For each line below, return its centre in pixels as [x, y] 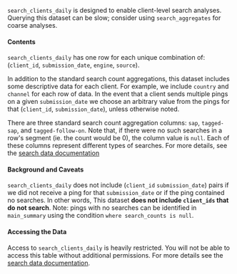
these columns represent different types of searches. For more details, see [117, 146]
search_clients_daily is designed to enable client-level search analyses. [115, 10]
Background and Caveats [46, 169]
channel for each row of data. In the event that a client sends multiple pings [118, 94]
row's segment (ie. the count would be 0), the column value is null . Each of [118, 138]
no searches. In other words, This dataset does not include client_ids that [118, 200]
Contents [21, 41]
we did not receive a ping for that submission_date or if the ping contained [116, 193]
